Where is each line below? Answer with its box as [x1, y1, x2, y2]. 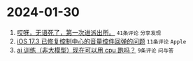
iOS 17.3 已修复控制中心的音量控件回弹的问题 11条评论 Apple [16, 36, 187, 46]
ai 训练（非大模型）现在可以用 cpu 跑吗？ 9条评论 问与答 [16, 46, 174, 54]
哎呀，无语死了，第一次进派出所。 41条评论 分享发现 [16, 28, 162, 36]
